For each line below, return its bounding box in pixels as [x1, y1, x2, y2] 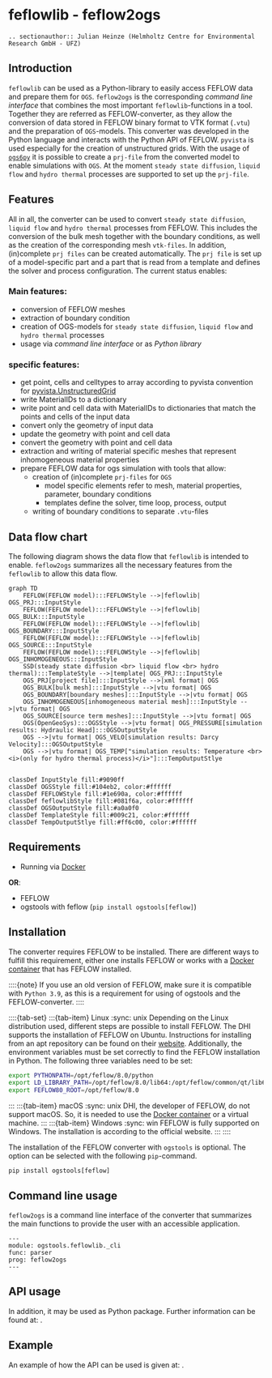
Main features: [8, 286, 67, 297]
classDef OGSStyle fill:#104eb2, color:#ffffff [8, 783, 172, 791]
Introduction [8, 62, 73, 75]
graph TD [8, 584, 38, 592]
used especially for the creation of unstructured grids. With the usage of [8, 143, 249, 153]
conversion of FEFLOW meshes [19, 304, 125, 314]
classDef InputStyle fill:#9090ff [8, 775, 125, 783]
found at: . [8, 1315, 43, 1325]
